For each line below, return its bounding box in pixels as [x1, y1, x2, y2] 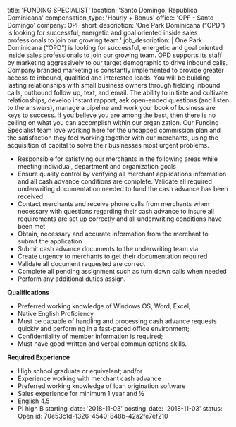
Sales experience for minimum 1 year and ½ [17, 390, 144, 397]
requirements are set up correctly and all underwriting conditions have [17, 215, 222, 223]
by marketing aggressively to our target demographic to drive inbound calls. [7, 59, 228, 66]
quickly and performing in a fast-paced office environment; [17, 325, 190, 332]
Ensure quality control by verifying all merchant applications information [17, 169, 227, 178]
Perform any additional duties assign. [17, 275, 126, 283]
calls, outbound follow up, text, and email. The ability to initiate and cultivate [7, 88, 228, 97]
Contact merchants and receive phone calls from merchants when [17, 200, 210, 208]
